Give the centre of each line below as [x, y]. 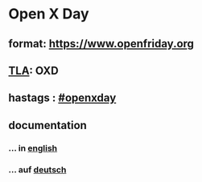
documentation [47, 125]
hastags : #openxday [62, 98]
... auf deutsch [37, 169]
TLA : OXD [33, 70]
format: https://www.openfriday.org [101, 44]
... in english [33, 148]
